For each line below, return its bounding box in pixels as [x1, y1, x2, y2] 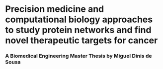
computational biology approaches [5, 14, 153, 25]
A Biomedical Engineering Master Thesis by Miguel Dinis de [5, 53, 152, 60]
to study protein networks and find [5, 25, 152, 35]
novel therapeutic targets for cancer [5, 35, 158, 46]
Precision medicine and [5, 3, 104, 15]
